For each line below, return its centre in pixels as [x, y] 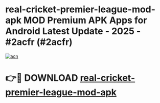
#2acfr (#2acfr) [39, 42]
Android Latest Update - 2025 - [73, 31]
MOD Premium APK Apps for [85, 20]
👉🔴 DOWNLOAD [42, 78]
